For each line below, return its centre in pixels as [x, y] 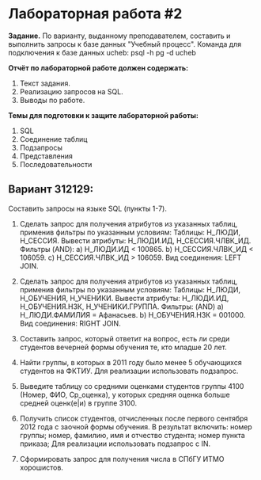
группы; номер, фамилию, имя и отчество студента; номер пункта [132, 435]
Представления [46, 156]
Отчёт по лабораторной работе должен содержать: [98, 67]
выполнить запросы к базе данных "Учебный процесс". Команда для [125, 44]
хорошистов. [41, 467]
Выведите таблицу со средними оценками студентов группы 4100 [132, 386]
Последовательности [56, 164]
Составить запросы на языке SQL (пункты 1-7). [88, 208]
